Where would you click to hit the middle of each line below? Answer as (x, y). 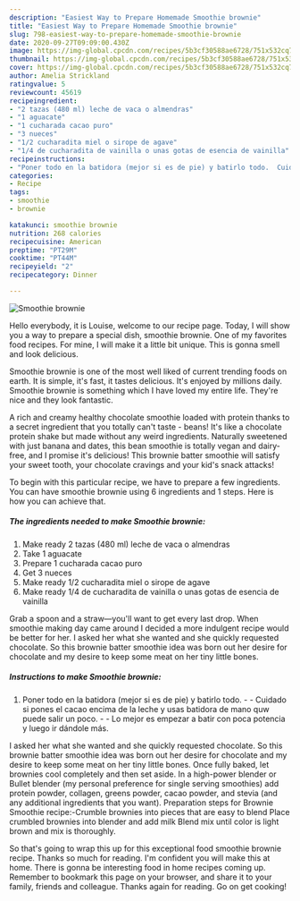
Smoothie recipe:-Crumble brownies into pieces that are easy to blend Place (150, 812)
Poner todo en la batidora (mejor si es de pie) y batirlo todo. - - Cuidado (154, 700)
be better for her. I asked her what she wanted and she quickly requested (144, 637)
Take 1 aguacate (52, 553)
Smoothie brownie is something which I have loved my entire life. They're (144, 390)
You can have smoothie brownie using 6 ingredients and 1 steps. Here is (142, 491)
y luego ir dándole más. (65, 728)
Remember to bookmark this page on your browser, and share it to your (141, 877)
